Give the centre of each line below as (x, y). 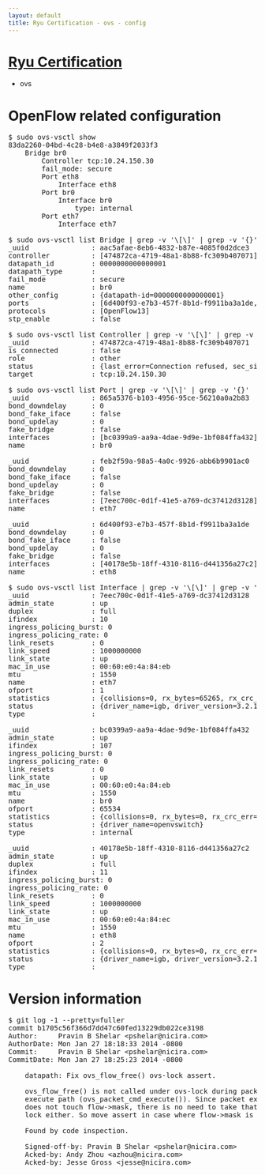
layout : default (35, 15)
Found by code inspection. (77, 1131)
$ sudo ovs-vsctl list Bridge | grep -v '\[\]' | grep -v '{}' (133, 240)
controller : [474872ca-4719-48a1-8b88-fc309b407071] (133, 256)
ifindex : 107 (60, 746)
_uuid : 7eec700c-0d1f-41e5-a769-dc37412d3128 (129, 596)
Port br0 (58, 193)
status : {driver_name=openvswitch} (106, 825)
